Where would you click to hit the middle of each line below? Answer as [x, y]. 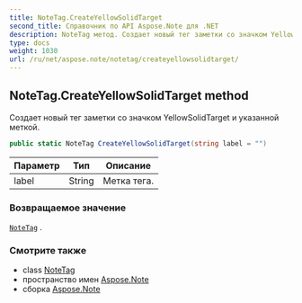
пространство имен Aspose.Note [86, 280]
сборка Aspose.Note [61, 290]
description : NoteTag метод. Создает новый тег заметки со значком [138, 34]
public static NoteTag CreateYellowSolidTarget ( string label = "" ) [138, 143]
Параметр [37, 165]
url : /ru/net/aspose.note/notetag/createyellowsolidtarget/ [124, 59]
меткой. [25, 127]
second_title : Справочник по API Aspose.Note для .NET [114, 26]
